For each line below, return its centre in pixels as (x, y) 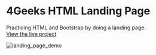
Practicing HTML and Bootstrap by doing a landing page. (76, 27)
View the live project (31, 33)
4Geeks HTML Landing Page (78, 11)
